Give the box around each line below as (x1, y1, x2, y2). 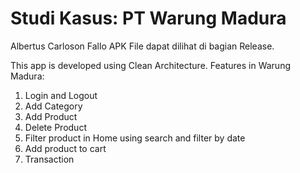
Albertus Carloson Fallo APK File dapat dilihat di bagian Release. (10, 40, 275, 52)
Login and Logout (24, 89, 98, 101)
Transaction (24, 153, 75, 165)
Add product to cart (24, 142, 107, 154)
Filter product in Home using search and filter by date (24, 132, 246, 144)
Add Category (24, 100, 83, 112)
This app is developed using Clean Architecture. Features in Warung (10, 59, 291, 71)
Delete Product (24, 121, 87, 133)
